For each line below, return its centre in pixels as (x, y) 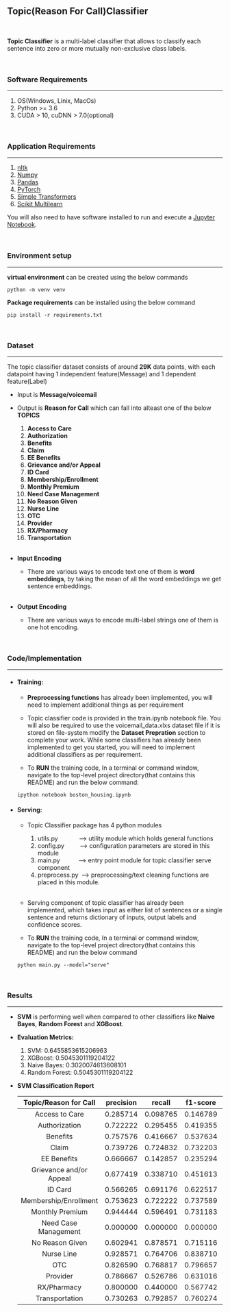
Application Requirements (51, 147)
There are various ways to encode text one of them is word (111, 571)
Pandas (28, 182)
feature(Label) (27, 381)
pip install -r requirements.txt (55, 315)
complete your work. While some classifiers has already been (114, 740)
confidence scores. (54, 924)
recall (161, 1103)
